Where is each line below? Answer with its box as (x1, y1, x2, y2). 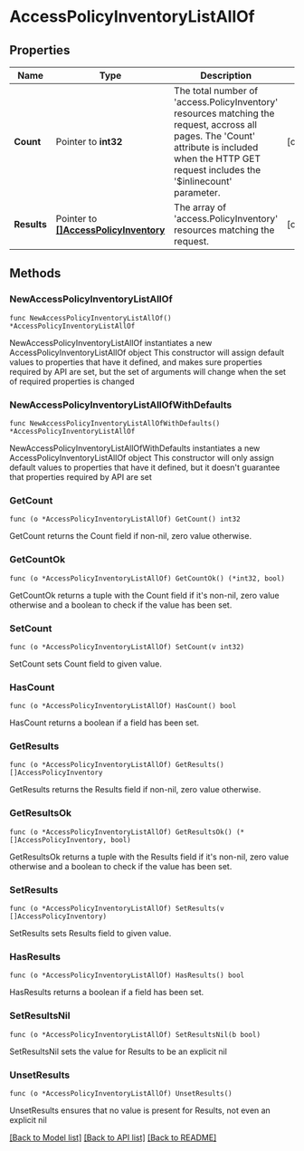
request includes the (173, 164, 261, 176)
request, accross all (173, 119, 258, 130)
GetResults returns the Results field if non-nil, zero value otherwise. (9, 784, 261, 795)
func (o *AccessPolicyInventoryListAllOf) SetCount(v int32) (9, 642, 245, 651)
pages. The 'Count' (173, 129, 256, 142)
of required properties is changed (9, 376, 135, 387)
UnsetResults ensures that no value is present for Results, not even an (9, 1105, 271, 1116)
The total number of (173, 84, 259, 97)
